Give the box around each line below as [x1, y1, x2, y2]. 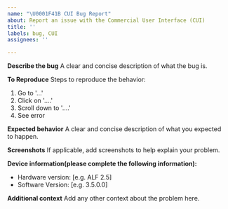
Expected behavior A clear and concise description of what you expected [7, 125, 222, 133]
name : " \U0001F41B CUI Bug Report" [7, 10, 112, 18]
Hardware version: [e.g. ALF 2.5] [17, 173, 112, 182]
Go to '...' [17, 89, 43, 97]
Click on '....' [17, 96, 53, 105]
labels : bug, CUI [7, 29, 58, 37]
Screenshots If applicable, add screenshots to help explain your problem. [7, 146, 220, 154]
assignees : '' [7, 36, 49, 43]
